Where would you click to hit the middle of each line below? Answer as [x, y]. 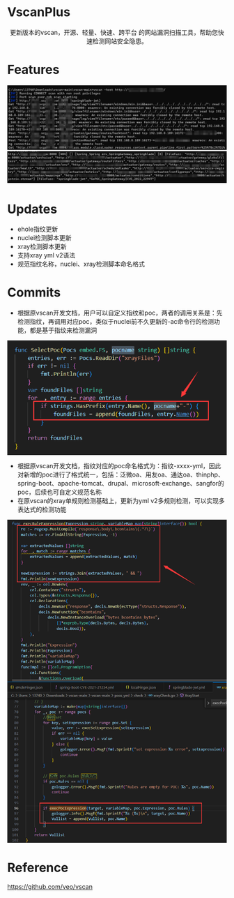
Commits [34, 293]
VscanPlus [39, 12]
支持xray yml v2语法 [46, 255]
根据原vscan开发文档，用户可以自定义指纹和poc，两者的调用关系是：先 [120, 313]
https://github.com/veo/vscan [50, 887]
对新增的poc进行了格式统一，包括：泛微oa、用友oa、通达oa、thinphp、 [120, 474]
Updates [32, 209]
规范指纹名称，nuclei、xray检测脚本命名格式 [81, 264]
